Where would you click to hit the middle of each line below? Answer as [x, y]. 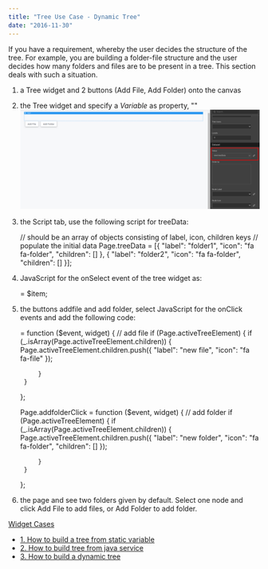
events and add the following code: [77, 318]
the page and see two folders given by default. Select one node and [131, 500]
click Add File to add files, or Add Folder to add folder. [108, 509]
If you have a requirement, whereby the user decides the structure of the [128, 49]
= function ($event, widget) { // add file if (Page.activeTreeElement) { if [136, 333]
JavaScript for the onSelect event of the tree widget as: [110, 279]
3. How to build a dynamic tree [70, 557]
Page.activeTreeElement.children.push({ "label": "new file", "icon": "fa [134, 350]
